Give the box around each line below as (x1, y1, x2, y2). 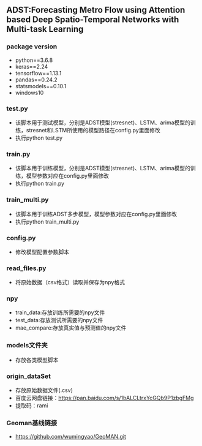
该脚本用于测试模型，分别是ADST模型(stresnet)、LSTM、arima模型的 (15, 119, 191, 126)
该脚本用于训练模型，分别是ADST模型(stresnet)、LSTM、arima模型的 (15, 165, 191, 172)
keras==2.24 (15, 62, 48, 70)
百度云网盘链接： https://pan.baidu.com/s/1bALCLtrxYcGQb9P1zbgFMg (15, 395, 194, 402)
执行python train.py (15, 180, 65, 187)
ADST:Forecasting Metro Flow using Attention (6, 5, 185, 15)
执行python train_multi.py (15, 217, 80, 225)
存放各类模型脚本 (15, 356, 59, 363)
